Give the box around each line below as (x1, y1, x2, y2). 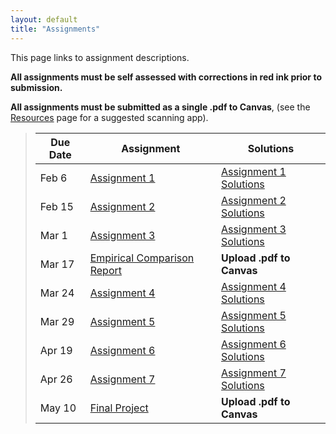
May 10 (39, 401, 77, 415)
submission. (10, 81, 63, 93)
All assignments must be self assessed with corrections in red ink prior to (10, 71, 322, 83)
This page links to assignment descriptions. (10, 51, 190, 63)
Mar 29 (39, 314, 75, 328)
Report (89, 263, 122, 277)
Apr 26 (39, 372, 73, 386)
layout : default (10, 14, 78, 25)
